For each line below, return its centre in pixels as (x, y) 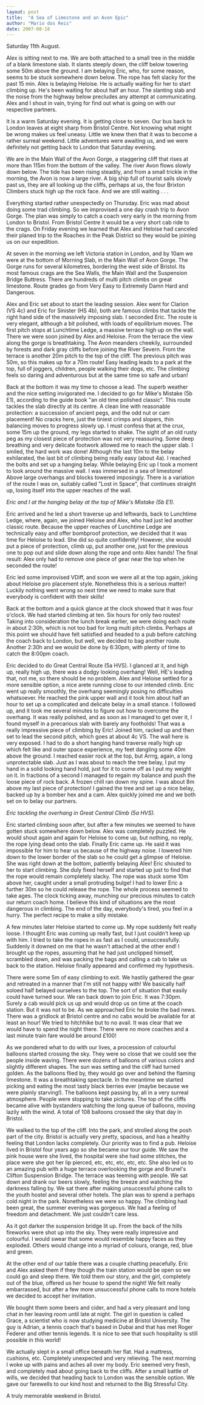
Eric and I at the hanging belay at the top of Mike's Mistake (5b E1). (90, 502)
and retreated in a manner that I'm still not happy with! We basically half (96, 984)
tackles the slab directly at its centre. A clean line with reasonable (88, 406)
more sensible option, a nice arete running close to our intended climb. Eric (100, 685)
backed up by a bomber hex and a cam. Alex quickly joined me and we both (101, 795)
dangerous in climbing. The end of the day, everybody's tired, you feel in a (100, 909)
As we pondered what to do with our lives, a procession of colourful (91, 1048)
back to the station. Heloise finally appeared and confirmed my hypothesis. (100, 966)
